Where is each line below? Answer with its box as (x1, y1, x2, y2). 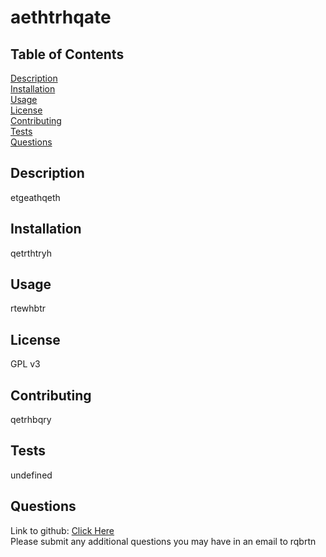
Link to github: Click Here (10, 524, 115, 536)
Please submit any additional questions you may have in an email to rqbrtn (10, 535, 317, 547)
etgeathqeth (10, 191, 61, 203)
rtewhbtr (10, 302, 46, 315)
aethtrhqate (10, 6, 112, 29)
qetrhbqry (10, 414, 52, 426)
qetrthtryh (10, 247, 52, 259)
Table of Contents (10, 46, 125, 63)
